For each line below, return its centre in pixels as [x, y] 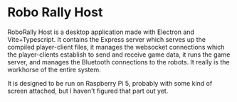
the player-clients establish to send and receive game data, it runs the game [119, 55]
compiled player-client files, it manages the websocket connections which [116, 47]
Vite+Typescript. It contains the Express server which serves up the [107, 39]
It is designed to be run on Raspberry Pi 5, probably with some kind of [110, 83]
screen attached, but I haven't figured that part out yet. [88, 91]
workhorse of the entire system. [54, 69]
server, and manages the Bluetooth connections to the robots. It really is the [118, 62]
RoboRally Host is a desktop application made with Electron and [101, 32]
